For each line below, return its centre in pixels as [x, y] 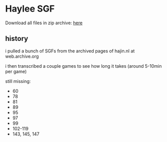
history [17, 39]
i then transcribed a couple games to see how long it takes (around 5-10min [83, 66]
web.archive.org [22, 56]
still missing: [18, 81]
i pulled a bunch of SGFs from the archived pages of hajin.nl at [70, 51]
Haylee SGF [30, 9]
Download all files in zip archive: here [44, 23]
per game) [16, 71]
